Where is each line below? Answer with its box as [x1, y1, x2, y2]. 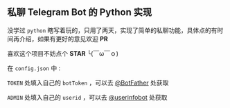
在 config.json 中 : [7, 64, 61, 72]
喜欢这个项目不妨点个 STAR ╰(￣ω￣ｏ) [7, 49, 119, 57]
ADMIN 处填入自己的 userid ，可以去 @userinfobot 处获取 [7, 93, 168, 101]
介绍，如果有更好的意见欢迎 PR [19, 34, 109, 43]
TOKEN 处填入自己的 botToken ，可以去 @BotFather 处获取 [7, 78, 169, 87]
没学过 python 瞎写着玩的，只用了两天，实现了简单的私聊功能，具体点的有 [7, 26, 218, 34]
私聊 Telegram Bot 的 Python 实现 [7, 6, 152, 19]
